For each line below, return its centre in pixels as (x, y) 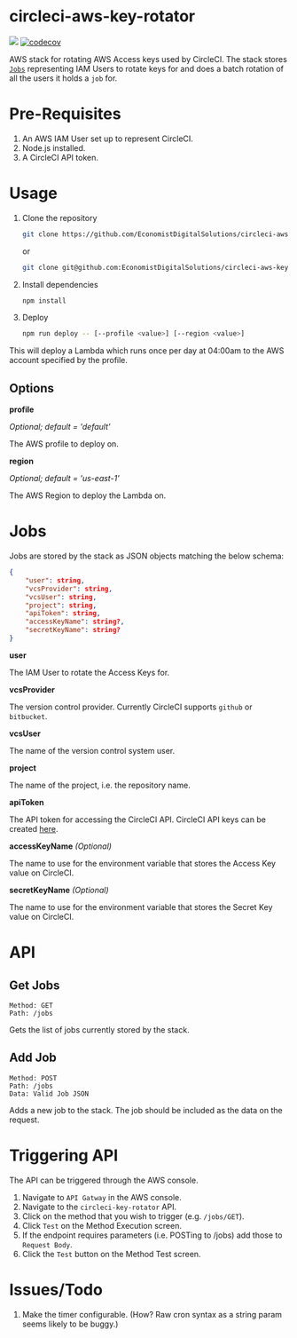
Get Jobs (35, 985)
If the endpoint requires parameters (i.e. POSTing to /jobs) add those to (152, 1235)
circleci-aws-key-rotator (102, 16)
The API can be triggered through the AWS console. (104, 1180)
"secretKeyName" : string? (73, 630)
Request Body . (47, 1244)
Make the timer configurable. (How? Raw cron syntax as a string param (152, 1314)
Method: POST (33, 1078)
